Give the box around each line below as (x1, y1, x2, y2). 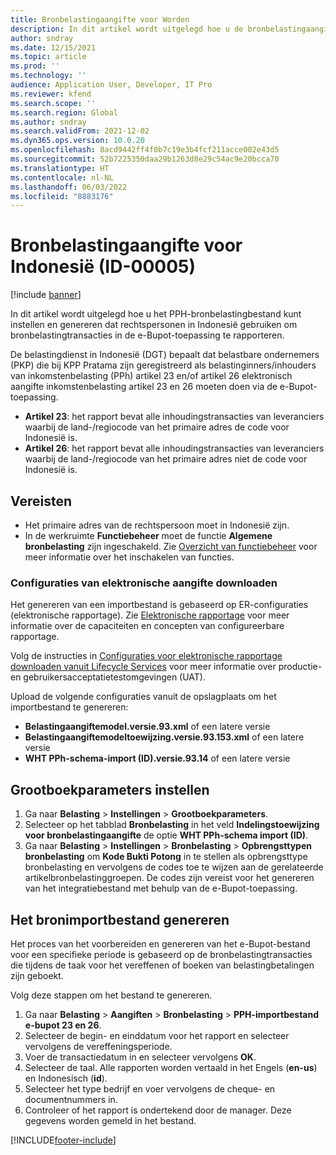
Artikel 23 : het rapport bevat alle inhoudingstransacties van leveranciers (24, 411, 325, 423)
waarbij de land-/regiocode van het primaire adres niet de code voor (24, 453, 308, 465)
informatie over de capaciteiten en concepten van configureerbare (10, 620, 285, 632)
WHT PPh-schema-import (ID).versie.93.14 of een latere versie (24, 752, 291, 765)
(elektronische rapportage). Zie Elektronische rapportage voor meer (10, 609, 290, 621)
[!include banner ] (10, 289, 82, 301)
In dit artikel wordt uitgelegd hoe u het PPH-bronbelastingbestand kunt (10, 308, 302, 320)
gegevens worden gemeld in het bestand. (24, 1114, 197, 1126)
